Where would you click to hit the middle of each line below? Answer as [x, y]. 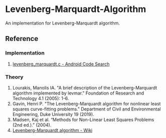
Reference [22, 39]
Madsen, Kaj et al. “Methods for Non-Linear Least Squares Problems [83, 119]
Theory [14, 77]
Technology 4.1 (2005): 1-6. [41, 98]
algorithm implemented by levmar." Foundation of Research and [78, 93]
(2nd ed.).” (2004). [32, 125]
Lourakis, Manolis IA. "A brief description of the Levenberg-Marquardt [85, 87]
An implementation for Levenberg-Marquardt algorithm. [63, 23]
